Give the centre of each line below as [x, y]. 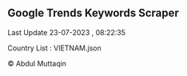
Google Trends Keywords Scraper [93, 13]
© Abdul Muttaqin [37, 63]
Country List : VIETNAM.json [54, 48]
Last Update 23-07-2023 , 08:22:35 [66, 32]
